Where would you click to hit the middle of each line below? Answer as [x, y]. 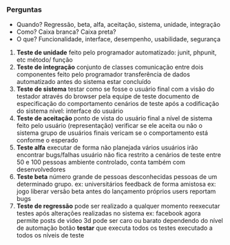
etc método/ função [44, 60]
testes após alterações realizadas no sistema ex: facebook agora [108, 213]
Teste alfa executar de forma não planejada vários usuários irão [107, 148]
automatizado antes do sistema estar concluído [84, 82]
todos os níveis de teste [50, 235]
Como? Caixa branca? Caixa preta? [66, 32]
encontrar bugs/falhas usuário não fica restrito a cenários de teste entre [119, 155]
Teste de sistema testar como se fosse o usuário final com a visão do [115, 89]
